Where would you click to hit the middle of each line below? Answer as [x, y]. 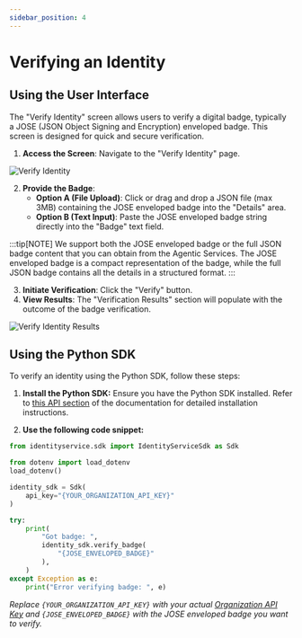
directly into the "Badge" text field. [100, 226]
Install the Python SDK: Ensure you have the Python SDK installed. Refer [157, 394]
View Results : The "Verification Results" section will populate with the [152, 299]
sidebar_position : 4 [48, 18]
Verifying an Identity [88, 62]
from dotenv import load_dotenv [70, 463]
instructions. [45, 412]
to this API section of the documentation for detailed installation [140, 403]
